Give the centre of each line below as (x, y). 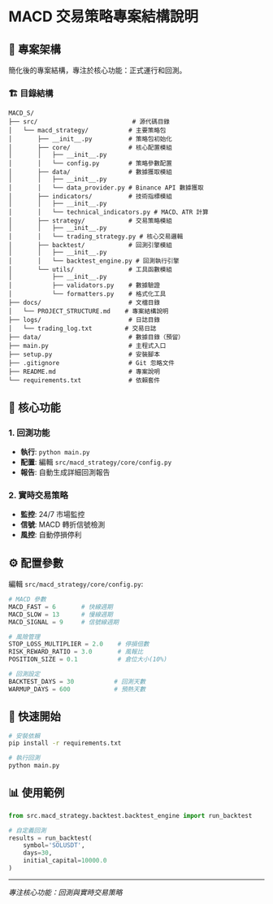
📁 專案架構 (35, 49)
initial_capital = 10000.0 (65, 861)
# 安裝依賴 (24, 736)
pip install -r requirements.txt (65, 743)
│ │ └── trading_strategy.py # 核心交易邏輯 (96, 237)
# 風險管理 (24, 637)
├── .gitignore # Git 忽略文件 (91, 363)
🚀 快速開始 (35, 717)
